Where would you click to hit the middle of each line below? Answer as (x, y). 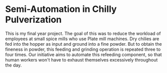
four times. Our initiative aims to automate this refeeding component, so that (83, 54)
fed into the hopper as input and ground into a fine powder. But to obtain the (83, 44)
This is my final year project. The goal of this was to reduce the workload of (83, 33)
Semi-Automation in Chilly (61, 9)
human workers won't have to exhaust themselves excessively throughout (81, 60)
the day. (13, 65)
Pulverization (33, 20)
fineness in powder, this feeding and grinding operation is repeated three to (83, 49)
